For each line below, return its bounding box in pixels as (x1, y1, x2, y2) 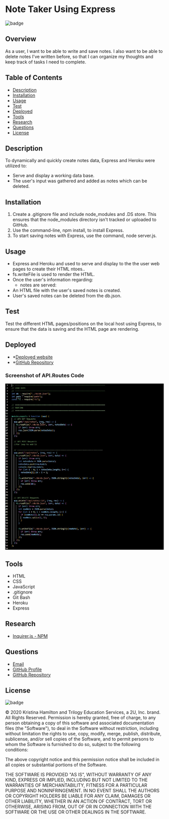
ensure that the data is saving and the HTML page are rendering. (5, 326, 139, 332)
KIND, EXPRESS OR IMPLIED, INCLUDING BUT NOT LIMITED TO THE (5, 777, 148, 783)
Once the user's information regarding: (12, 277, 94, 282)
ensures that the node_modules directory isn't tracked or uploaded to (12, 216, 157, 222)
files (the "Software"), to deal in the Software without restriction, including (5, 725, 159, 731)
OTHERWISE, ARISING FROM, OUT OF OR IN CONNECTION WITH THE (5, 804, 152, 810)
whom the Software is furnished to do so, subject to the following (5, 741, 141, 748)
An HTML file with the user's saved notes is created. (12, 287, 121, 293)
